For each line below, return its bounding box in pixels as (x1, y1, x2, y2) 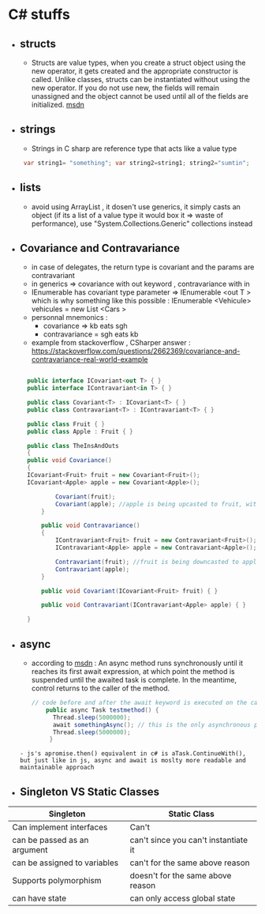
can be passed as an (12, 835, 89, 846)
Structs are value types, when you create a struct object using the (31, 58, 246, 67)
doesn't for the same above (129, 871, 232, 882)
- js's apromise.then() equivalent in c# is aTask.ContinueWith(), (19, 750, 246, 758)
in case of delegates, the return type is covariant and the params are (31, 262, 255, 272)
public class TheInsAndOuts (27, 442, 120, 449)
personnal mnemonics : (31, 313, 108, 322)
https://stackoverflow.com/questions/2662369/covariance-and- (31, 346, 241, 356)
